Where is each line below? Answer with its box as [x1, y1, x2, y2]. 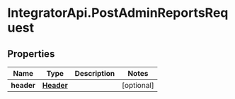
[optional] [121, 81, 154, 90]
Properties [7, 48, 55, 60]
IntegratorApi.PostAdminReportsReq [7, 5, 229, 21]
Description [74, 69, 115, 78]
